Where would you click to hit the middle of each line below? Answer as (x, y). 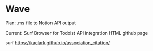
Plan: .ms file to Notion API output (41, 23)
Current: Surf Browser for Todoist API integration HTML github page (77, 33)
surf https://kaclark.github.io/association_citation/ (58, 43)
